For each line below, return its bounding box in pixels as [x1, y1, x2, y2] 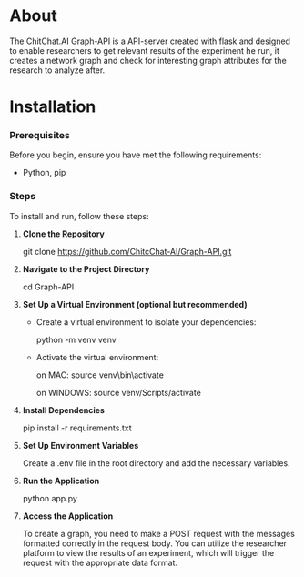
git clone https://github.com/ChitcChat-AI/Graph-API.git [22, 246, 232, 257]
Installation [9, 96, 96, 117]
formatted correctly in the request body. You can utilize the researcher [22, 538, 288, 549]
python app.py [22, 492, 77, 503]
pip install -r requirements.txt [22, 422, 132, 433]
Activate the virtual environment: [35, 351, 159, 362]
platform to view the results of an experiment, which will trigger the [22, 547, 275, 558]
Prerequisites [9, 129, 70, 142]
